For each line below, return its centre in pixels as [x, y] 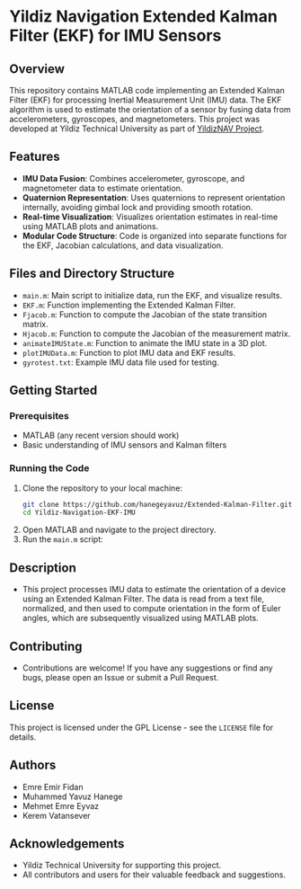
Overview [37, 69]
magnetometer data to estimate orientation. [102, 188]
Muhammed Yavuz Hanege [72, 796]
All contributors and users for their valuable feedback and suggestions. [154, 875]
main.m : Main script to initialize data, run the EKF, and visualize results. [152, 295]
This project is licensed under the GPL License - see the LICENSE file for [142, 727]
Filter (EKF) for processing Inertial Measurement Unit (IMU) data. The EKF [146, 100]
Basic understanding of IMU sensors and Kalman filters [124, 445]
